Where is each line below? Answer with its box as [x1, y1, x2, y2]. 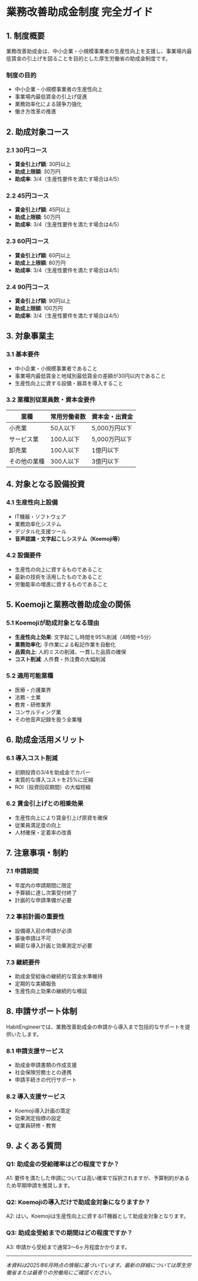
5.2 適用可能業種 [6, 672, 54, 680]
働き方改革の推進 [14, 108, 57, 115]
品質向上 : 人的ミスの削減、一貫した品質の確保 [14, 648, 127, 655]
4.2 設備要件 [6, 551, 42, 559]
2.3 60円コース [6, 237, 49, 245]
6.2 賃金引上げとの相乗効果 [6, 799, 84, 807]
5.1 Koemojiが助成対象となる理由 [6, 619, 100, 627]
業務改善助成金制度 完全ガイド [6, 5, 153, 19]
